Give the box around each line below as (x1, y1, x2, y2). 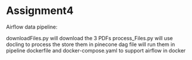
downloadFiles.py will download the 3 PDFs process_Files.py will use (6, 34, 173, 41)
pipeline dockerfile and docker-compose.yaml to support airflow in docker (6, 47, 186, 54)
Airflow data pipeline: (6, 23, 58, 30)
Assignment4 (6, 4, 74, 17)
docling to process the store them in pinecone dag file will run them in (6, 41, 175, 48)
